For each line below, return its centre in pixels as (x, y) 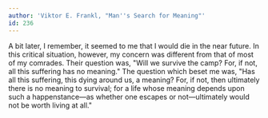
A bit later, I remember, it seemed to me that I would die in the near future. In (134, 45)
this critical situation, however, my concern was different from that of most (131, 54)
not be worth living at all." (50, 105)
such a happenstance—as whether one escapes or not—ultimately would (129, 96)
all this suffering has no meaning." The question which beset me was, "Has (132, 71)
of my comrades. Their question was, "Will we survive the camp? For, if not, (133, 63)
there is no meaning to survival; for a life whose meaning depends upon (127, 88)
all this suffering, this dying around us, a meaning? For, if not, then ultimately (134, 80)
